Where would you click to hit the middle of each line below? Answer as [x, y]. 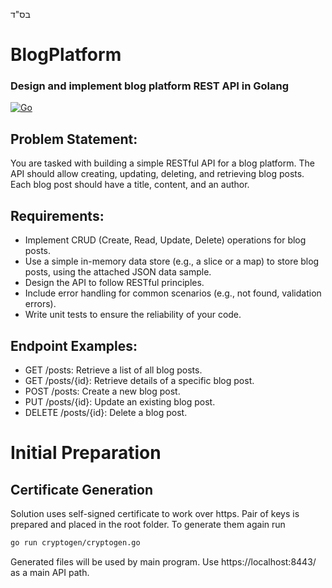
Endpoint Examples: [74, 345]
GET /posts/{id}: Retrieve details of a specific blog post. [139, 380]
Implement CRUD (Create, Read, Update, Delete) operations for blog [165, 240]
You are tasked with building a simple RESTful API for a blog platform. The [162, 163]
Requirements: [57, 215]
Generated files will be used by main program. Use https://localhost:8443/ [163, 561]
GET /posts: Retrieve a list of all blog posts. [113, 370]
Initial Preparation [86, 453]
